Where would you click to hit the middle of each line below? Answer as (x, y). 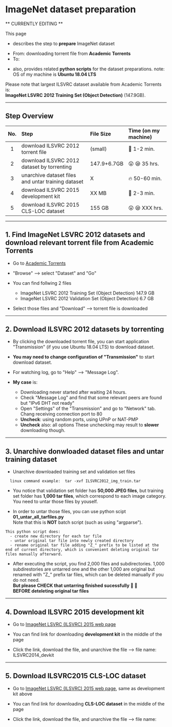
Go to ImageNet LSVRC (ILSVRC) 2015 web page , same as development (89, 688)
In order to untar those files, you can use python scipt (69, 512)
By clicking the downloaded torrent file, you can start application (81, 342)
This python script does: (33, 532)
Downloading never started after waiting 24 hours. (73, 392)
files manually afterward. (34, 554)
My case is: (25, 382)
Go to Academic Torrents (39, 263)
